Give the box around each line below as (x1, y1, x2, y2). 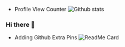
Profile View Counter (14, 6, 67, 12)
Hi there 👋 (5, 20, 36, 29)
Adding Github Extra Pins (14, 34, 78, 41)
